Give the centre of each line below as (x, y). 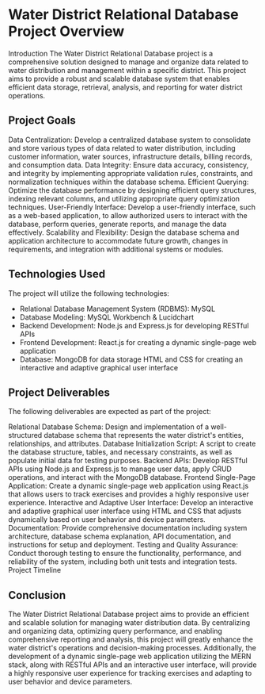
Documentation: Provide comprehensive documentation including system (128, 528)
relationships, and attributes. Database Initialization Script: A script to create (132, 444)
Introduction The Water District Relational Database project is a (111, 53)
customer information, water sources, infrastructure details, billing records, (131, 156)
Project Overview (66, 31)
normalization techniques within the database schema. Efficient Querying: (129, 182)
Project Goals (42, 121)
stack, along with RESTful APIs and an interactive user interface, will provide (132, 665)
